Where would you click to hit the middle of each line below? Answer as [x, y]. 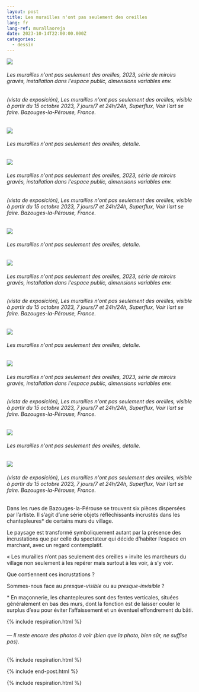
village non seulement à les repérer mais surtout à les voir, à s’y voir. [90, 563]
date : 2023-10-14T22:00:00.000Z [46, 34]
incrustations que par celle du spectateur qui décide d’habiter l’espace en [97, 539]
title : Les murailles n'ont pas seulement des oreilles [77, 17]
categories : [21, 39]
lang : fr [17, 23]
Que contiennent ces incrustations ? [51, 574]
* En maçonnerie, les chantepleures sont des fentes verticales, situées [93, 598]
